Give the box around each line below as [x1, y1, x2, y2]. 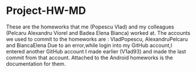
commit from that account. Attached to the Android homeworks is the [6, 54, 173, 61]
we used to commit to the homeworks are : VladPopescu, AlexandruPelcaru [6, 35, 188, 42]
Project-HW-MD [6, 4, 86, 17]
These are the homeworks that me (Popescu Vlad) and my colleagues [6, 23, 174, 30]
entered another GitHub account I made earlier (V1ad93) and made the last [6, 48, 186, 55]
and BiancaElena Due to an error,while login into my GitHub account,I [6, 42, 173, 49]
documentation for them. [6, 60, 66, 67]
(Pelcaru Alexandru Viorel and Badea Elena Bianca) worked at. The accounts [6, 29, 191, 36]
